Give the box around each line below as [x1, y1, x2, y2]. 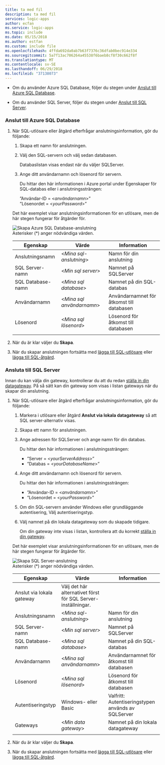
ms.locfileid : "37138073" [5, 71, 58, 76]
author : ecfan [5, 21, 34, 26]
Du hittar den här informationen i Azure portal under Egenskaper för [19, 181, 157, 187]
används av [108, 705, 135, 711]
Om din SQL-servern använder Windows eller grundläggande [19, 504, 143, 510]
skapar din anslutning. [5, 388, 50, 394]
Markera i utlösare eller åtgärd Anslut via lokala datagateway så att [19, 412, 157, 418]
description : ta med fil [5, 12, 56, 17]
